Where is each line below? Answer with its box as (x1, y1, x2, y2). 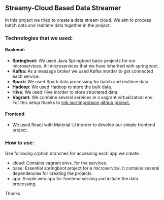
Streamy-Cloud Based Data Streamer (5, 4, 121, 12)
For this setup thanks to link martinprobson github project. (12, 100, 131, 105)
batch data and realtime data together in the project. (5, 22, 111, 28)
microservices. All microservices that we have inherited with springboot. (12, 63, 159, 68)
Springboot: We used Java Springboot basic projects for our (12, 58, 136, 64)
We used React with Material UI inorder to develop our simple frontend (12, 122, 156, 128)
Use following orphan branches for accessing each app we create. (5, 150, 140, 157)
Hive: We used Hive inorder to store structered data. (12, 89, 119, 95)
